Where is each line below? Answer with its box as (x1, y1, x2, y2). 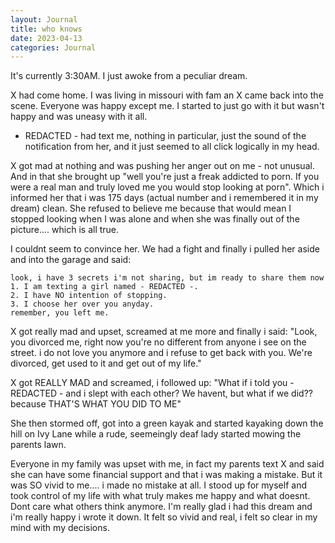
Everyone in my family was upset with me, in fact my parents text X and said (10, 458, 325, 470)
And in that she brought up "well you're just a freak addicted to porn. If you (10, 171, 320, 183)
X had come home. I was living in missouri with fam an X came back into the (10, 89, 324, 101)
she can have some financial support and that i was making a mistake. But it (10, 469, 323, 481)
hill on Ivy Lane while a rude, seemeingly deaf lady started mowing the (10, 428, 302, 440)
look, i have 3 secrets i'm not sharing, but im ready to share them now (10, 273, 325, 283)
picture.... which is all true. (10, 224, 120, 236)
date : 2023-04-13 (10, 33, 83, 43)
